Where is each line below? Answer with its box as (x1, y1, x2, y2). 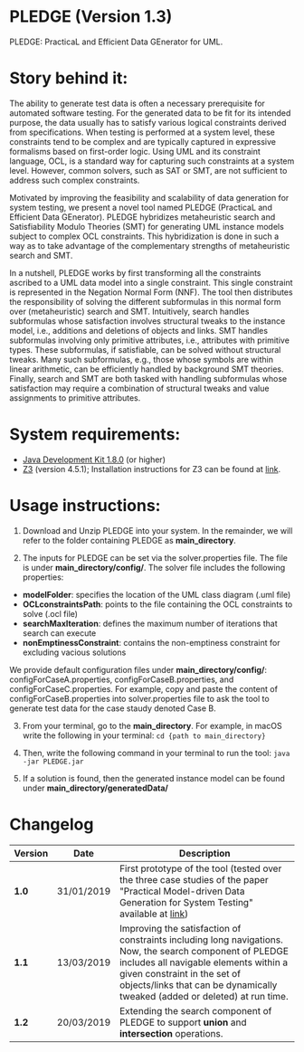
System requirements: (9, 424, 181, 445)
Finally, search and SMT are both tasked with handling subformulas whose (9, 373, 288, 384)
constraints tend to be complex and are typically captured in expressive (9, 136, 276, 147)
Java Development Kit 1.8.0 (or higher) (22, 454, 166, 465)
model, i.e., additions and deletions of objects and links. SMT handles (9, 325, 269, 336)
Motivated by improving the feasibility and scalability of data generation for (9, 192, 290, 203)
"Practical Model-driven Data (119, 885, 245, 897)
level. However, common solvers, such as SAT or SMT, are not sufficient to (9, 165, 288, 175)
